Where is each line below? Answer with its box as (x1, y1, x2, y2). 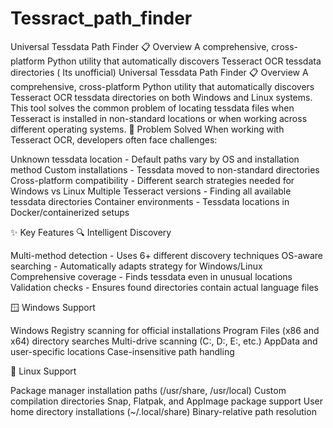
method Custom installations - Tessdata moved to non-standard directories (10, 163, 320, 176)
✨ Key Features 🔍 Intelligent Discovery (10, 226, 172, 238)
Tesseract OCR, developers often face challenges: (10, 133, 218, 146)
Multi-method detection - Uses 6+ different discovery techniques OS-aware (10, 249, 324, 261)
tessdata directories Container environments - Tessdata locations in (10, 195, 290, 207)
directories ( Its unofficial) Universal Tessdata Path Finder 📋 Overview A (10, 66, 309, 78)
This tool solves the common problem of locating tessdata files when (10, 102, 295, 114)
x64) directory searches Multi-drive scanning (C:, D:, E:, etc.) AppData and (10, 335, 318, 347)
